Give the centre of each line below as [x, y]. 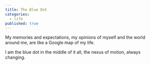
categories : [17, 14]
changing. [15, 58]
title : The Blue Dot [26, 10]
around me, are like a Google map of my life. [50, 43]
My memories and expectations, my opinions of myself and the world [75, 37]
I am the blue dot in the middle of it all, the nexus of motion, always [73, 52]
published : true [22, 23]
